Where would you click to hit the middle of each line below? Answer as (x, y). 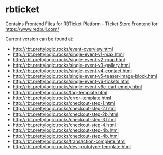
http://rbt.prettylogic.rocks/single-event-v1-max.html (68, 54)
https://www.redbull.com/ (32, 29)
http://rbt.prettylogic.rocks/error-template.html (62, 98)
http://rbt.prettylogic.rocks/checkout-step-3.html (64, 119)
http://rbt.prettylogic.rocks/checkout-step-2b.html (65, 114)
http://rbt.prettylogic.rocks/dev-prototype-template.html (72, 146)
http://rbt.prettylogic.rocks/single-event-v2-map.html (69, 59)
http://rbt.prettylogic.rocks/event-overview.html (63, 49)
